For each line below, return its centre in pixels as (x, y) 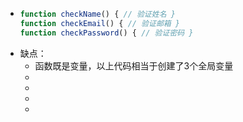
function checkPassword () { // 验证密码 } (106, 33)
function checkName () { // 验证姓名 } (97, 14)
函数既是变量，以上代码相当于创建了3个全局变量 (134, 65)
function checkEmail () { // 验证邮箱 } (99, 23)
